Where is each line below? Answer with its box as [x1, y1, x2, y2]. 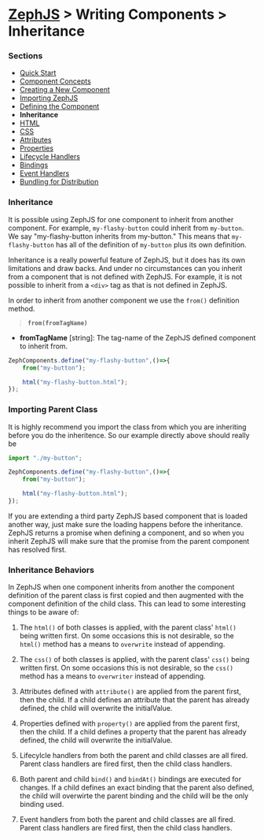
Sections [8, 50, 43, 61]
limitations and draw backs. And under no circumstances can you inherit [8, 263, 243, 273]
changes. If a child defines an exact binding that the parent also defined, [19, 782, 255, 793]
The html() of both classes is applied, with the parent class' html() [19, 623, 237, 632]
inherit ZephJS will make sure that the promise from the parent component [8, 536, 250, 545]
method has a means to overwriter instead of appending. [19, 671, 206, 681]
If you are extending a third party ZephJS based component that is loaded [8, 511, 248, 521]
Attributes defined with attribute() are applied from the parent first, [19, 687, 242, 697]
